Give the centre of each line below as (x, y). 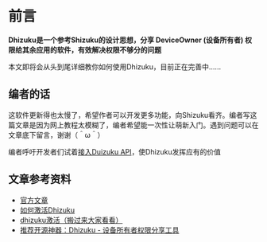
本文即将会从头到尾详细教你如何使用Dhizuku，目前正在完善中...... (114, 66)
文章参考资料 (40, 180)
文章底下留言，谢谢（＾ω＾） (56, 135)
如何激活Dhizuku (47, 210)
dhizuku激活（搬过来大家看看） (71, 220)
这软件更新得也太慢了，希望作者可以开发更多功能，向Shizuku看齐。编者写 (129, 115)
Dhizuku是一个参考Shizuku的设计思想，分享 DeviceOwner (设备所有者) (126, 40)
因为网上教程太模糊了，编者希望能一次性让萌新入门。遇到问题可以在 (147, 125)
